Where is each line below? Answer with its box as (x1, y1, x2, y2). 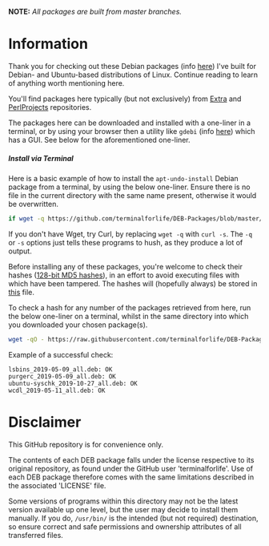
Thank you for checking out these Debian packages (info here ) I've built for (8, 61, 256, 71)
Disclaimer (8, 413, 82, 431)
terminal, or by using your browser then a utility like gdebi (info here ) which (8, 126, 255, 135)
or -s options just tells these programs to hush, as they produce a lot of (8, 237, 243, 247)
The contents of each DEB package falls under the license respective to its (8, 455, 255, 464)
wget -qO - (8, 335, 45, 343)
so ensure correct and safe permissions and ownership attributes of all (8, 521, 242, 532)
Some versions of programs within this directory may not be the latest (8, 496, 239, 506)
